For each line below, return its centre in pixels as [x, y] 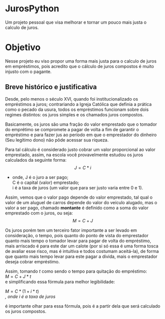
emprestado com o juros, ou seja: [39, 213]
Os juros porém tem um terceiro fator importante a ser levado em [71, 230]
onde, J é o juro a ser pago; [40, 177]
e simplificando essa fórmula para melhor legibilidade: [60, 282]
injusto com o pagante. [28, 71]
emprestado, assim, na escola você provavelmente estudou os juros [74, 155]
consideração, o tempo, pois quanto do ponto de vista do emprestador [77, 235]
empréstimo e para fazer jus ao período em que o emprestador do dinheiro [81, 135]
